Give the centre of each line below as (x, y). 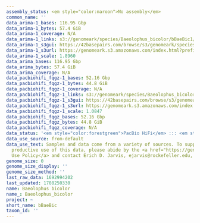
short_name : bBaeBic (32, 205)
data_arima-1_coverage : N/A (41, 34)
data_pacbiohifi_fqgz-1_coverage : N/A (54, 89)
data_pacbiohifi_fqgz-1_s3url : (45, 106)
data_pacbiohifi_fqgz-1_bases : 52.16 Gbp (58, 78)
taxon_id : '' (22, 211)
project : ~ (20, 200)
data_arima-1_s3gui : (32, 45)
